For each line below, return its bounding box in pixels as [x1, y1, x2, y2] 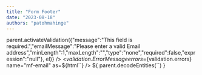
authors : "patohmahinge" [6, 20, 69, 26]
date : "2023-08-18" [6, 14, 56, 20]
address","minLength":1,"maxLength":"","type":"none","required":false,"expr [6, 49, 196, 56]
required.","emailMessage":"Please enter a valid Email [6, 43, 141, 50]
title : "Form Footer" [6, 8, 61, 15]
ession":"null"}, [6, 55, 44, 63]
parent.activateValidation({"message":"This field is [6, 37, 133, 44]
